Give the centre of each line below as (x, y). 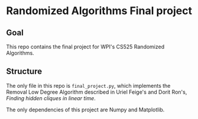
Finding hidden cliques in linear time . (51, 98)
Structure (24, 72)
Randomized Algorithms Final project (99, 11)
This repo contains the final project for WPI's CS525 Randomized (85, 47)
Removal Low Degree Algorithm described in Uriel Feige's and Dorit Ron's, (97, 92)
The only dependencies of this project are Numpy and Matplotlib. (85, 110)
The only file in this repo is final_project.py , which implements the (88, 85)
